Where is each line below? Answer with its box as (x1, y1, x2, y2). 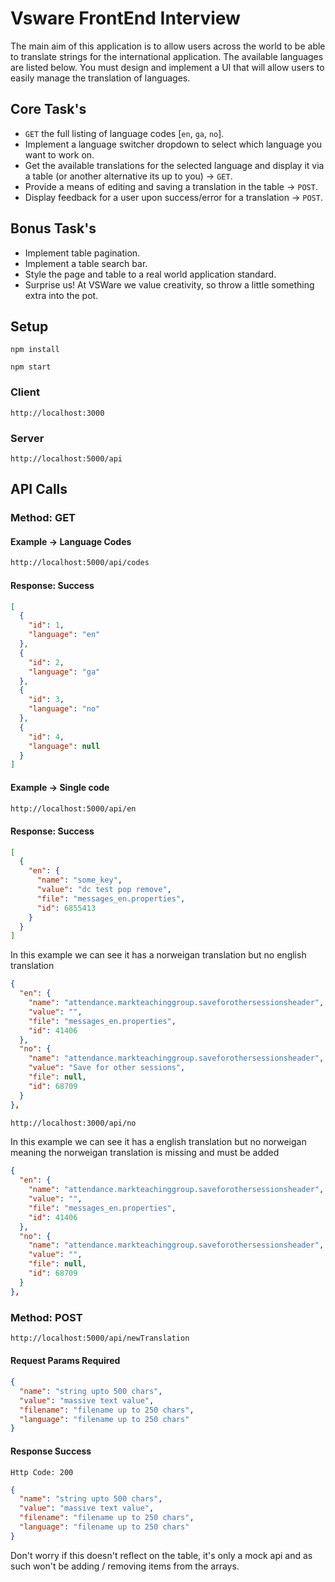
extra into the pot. (24, 289, 99, 301)
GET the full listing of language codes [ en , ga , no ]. (24, 127, 225, 139)
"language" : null (28, 741, 101, 751)
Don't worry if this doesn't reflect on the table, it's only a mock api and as (10, 1549, 313, 1561)
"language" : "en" (28, 630, 101, 640)
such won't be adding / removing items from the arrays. (10, 1560, 240, 1572)
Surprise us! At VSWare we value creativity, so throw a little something (24, 278, 315, 291)
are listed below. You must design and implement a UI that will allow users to (10, 61, 325, 73)
